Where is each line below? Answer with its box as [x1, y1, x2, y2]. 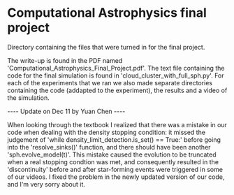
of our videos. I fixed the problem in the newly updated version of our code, [7, 173, 225, 181]
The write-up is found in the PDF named [7, 56, 123, 64]
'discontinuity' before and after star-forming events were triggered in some [7, 165, 224, 173]
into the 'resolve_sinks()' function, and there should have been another [7, 143, 211, 151]
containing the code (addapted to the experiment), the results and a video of [7, 86, 228, 94]
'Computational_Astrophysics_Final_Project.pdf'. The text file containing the [7, 64, 225, 72]
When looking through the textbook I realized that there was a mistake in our [7, 120, 227, 129]
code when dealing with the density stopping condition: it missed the [7, 128, 206, 136]
